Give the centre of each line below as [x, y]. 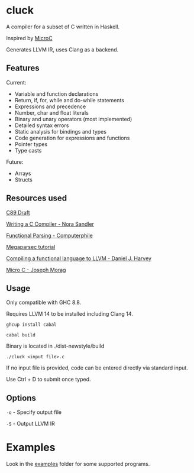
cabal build [21, 335]
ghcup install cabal [32, 325]
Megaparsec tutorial [31, 247]
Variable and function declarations [56, 94]
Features [23, 68]
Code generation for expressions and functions [72, 138]
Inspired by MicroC [29, 38]
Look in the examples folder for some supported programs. [78, 464]
